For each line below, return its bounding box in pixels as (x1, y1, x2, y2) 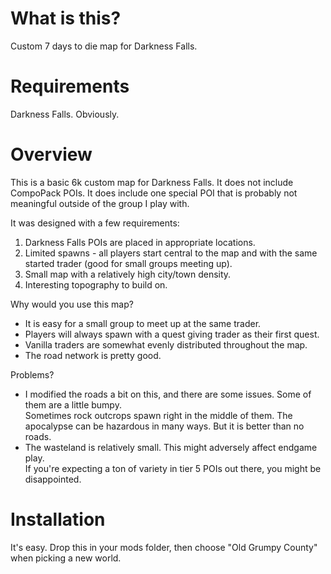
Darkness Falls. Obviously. (10, 108, 120, 120)
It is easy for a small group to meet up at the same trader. (24, 317, 262, 329)
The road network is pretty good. (24, 349, 162, 361)
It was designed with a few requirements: (10, 217, 180, 229)
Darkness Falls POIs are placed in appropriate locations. (24, 236, 256, 248)
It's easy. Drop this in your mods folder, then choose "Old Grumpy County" (10, 541, 318, 553)
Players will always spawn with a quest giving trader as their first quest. (24, 328, 320, 340)
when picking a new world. (10, 552, 122, 564)
